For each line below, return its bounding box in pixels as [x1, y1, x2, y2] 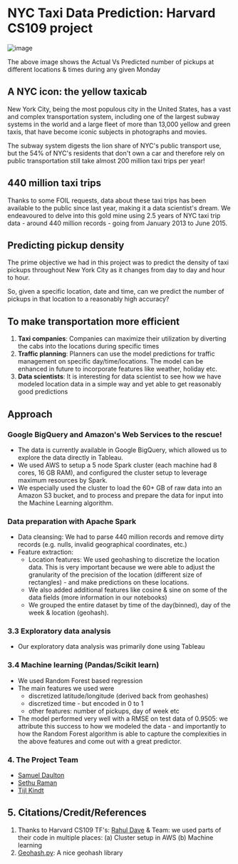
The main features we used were [17, 684, 115, 692]
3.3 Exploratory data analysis [7, 626, 112, 636]
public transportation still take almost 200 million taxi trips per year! [7, 156, 205, 165]
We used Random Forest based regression [17, 676, 143, 685]
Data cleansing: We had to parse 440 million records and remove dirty [17, 533, 224, 541]
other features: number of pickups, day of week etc [28, 706, 180, 715]
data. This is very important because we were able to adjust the [28, 563, 215, 572]
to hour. [7, 273, 31, 282]
